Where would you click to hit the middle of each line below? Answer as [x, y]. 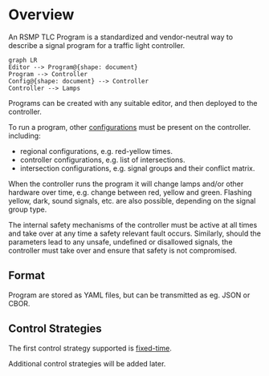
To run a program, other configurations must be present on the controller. [130, 127]
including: [25, 135]
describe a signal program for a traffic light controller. [97, 45]
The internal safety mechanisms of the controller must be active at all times [133, 224]
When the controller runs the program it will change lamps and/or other [126, 184]
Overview [41, 15]
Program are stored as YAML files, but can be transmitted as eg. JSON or [129, 295]
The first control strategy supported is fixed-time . [90, 348]
